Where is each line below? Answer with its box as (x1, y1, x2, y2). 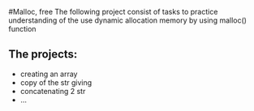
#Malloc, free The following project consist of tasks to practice (8, 7, 218, 16)
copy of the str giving (19, 77, 93, 88)
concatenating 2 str (19, 86, 86, 96)
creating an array (19, 69, 78, 79)
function (8, 24, 37, 33)
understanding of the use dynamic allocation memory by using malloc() (8, 15, 248, 25)
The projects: (8, 48, 78, 62)
